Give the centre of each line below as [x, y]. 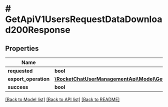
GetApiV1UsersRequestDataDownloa [84, 19]
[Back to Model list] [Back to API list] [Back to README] [62, 99]
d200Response [38, 30]
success [18, 87]
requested [20, 71]
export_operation [29, 79]
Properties [22, 48]
